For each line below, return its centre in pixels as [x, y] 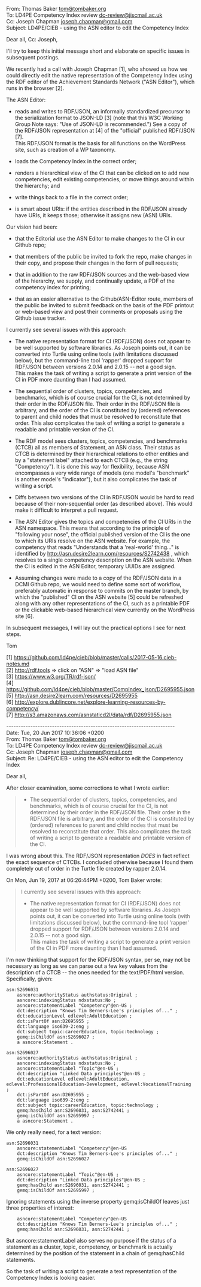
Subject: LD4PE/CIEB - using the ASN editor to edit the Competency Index [98, 28]
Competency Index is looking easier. [51, 1278]
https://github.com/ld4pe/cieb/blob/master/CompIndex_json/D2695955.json [100, 689]
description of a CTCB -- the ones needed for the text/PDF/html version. [95, 972]
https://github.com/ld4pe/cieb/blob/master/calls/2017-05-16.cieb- [95, 657]
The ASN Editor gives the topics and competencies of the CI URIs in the [103, 522]
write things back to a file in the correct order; [71, 197]
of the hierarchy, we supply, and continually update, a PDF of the [95, 281]
